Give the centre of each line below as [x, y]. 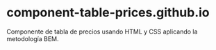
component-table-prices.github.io [108, 13]
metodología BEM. [33, 38]
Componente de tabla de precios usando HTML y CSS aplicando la [102, 32]
